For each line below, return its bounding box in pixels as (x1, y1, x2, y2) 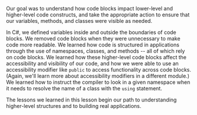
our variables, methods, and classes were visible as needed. (6, 18, 153, 24)
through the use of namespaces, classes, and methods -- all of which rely (6, 48, 185, 55)
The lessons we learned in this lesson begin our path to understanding (6, 96, 177, 103)
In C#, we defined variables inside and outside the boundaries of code (6, 29, 176, 36)
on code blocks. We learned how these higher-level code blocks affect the (6, 54, 187, 60)
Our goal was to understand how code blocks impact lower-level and (6, 5, 173, 12)
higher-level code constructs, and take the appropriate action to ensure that (6, 11, 190, 18)
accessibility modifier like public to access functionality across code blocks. (6, 66, 192, 73)
